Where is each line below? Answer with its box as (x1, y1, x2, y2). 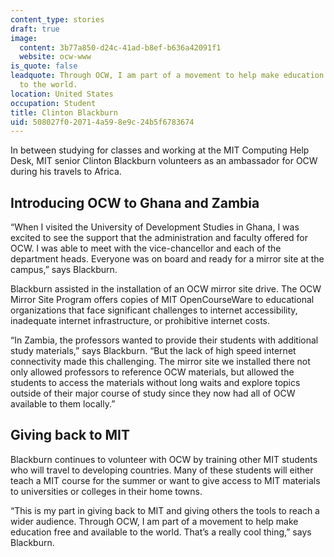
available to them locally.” (10, 398, 116, 410)
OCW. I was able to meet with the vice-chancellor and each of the (10, 242, 282, 255)
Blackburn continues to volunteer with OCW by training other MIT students (10, 453, 318, 465)
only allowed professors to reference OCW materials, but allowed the (10, 366, 295, 378)
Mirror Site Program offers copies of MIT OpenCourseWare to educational (10, 294, 315, 306)
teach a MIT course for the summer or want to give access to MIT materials (10, 474, 321, 486)
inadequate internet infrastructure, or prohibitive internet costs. (10, 315, 271, 327)
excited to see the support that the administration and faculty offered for (10, 232, 309, 244)
